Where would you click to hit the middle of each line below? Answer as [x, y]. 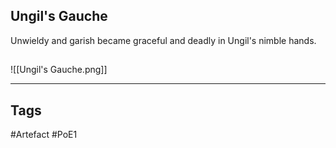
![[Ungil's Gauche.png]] [59, 70]
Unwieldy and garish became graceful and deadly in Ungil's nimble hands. [163, 40]
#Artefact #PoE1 [44, 135]
